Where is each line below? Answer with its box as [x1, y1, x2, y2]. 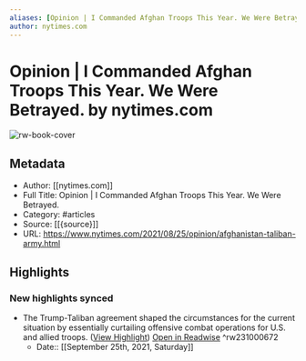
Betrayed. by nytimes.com [9, 99, 214, 120]
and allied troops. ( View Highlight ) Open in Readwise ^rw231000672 [22, 331, 279, 342]
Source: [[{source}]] [22, 219, 99, 230]
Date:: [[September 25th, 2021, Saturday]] [36, 341, 194, 352]
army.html [22, 238, 61, 249]
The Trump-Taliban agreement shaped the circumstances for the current [22, 312, 296, 323]
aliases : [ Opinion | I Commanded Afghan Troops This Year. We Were [9, 13, 271, 23]
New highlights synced [9, 292, 114, 305]
